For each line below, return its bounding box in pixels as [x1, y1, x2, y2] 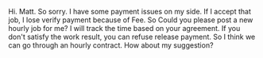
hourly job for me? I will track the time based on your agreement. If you [8, 24, 241, 33]
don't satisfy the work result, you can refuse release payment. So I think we [8, 32, 256, 41]
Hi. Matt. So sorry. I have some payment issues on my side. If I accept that [8, 7, 252, 16]
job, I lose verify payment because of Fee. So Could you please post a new [8, 15, 253, 25]
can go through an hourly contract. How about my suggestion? [8, 41, 214, 50]
